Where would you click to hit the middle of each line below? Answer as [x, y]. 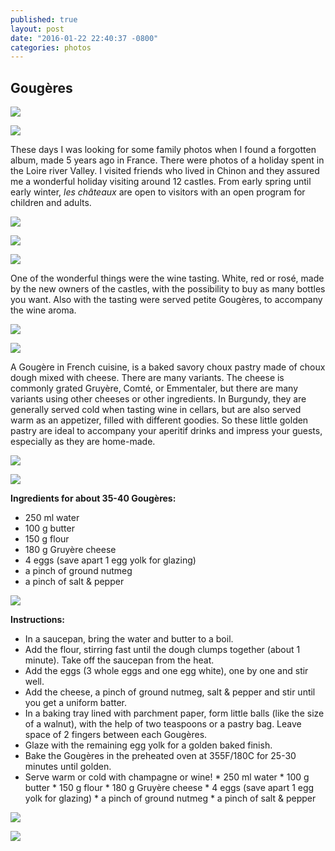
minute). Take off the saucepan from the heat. [119, 660]
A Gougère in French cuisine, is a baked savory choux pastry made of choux [168, 367]
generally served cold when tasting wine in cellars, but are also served [156, 410]
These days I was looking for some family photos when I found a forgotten [163, 150]
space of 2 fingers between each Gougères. [116, 735]
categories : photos [51, 47]
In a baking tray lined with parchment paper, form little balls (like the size [174, 713]
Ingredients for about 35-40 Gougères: [93, 498]
